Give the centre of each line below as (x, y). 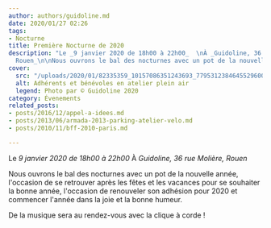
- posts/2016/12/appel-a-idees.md (67, 114)
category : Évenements (45, 98)
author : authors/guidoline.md (59, 16)
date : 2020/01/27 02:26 (48, 23)
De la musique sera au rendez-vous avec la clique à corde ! (107, 215)
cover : (19, 68)
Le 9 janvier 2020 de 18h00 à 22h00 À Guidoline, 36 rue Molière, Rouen (128, 158)
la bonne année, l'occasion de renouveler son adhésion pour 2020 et (123, 191)
